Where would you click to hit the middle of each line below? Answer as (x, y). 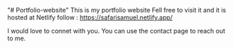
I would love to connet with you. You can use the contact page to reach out (116, 31)
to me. (17, 38)
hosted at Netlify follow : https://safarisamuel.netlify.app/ (90, 17)
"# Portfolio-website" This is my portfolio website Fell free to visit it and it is (117, 10)
